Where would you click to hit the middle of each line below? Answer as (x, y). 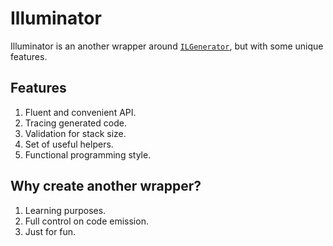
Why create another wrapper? (106, 186)
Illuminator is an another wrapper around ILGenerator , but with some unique (167, 46)
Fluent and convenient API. (80, 112)
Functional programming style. (88, 154)
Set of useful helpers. (69, 144)
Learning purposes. (65, 210)
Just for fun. (50, 231)
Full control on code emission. (86, 221)
